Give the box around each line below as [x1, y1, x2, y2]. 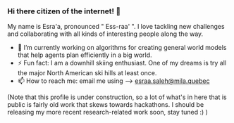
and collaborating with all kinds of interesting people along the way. [7, 30, 204, 38]
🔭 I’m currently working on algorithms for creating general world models [17, 44, 227, 52]
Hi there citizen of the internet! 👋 [7, 6, 121, 16]
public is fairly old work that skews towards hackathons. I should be [7, 101, 204, 109]
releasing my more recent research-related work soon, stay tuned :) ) [7, 108, 208, 117]
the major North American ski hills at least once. [17, 69, 157, 77]
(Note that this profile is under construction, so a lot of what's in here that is [7, 93, 227, 101]
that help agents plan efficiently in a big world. [17, 51, 153, 59]
